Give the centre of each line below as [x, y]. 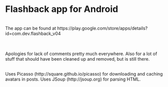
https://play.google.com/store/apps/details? [102, 28]
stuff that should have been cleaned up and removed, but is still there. [77, 59]
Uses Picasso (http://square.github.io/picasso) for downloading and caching [84, 74]
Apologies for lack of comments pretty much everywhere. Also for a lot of [81, 54]
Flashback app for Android [62, 9]
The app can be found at [31, 28]
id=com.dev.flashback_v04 [33, 33]
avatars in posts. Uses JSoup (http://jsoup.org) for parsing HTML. [73, 79]
